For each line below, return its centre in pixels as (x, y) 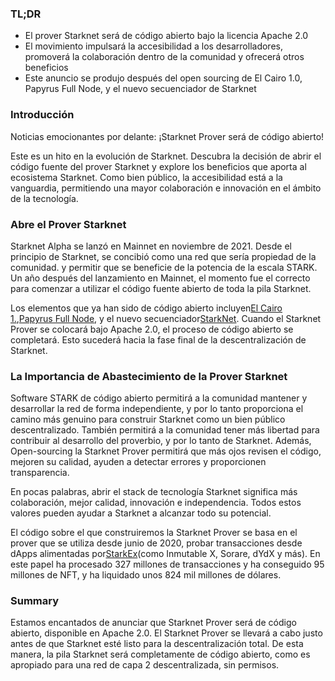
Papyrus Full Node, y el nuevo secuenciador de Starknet (140, 89)
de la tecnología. (44, 198)
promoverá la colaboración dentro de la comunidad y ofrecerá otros (164, 57)
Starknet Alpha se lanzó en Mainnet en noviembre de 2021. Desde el (151, 246)
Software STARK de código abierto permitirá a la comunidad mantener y (159, 398)
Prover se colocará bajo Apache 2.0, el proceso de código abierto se (152, 329)
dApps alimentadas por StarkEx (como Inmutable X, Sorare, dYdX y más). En (165, 554)
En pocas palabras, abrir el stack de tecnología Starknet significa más (154, 492)
